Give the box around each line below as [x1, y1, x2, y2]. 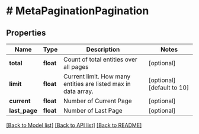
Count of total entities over [63, 55, 137, 63]
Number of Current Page [63, 97, 132, 105]
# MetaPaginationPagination [6, 4, 149, 18]
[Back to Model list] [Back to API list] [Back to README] [6, 122, 142, 129]
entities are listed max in [63, 80, 131, 88]
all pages [63, 63, 89, 71]
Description [86, 46, 120, 53]
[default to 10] [148, 84, 190, 91]
